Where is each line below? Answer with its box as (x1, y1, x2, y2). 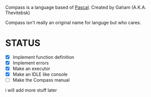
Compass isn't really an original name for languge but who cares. (5, 20, 141, 25)
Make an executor (12, 66, 51, 72)
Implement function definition (12, 54, 74, 60)
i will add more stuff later (5, 87, 57, 93)
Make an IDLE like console (12, 71, 68, 78)
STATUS (5, 38, 41, 49)
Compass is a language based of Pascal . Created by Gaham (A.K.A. (5, 5, 146, 10)
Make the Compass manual (12, 77, 70, 83)
